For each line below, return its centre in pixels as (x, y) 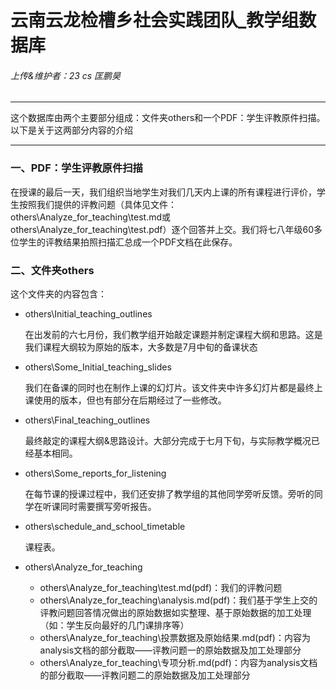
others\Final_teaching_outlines (87, 420)
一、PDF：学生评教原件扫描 (76, 168)
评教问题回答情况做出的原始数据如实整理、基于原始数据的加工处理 (175, 612)
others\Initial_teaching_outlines (88, 313)
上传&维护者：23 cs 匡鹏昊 (66, 75)
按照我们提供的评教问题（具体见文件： (97, 204)
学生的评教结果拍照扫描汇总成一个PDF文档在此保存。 (128, 242)
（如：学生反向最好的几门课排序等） (114, 625)
